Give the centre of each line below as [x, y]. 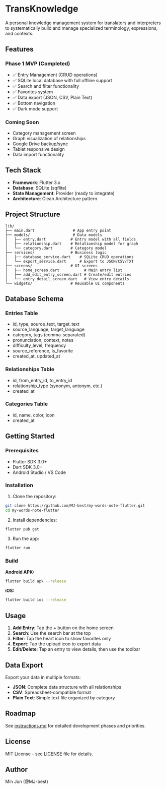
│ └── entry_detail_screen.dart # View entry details [67, 279]
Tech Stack [23, 170]
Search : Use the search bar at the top [52, 633]
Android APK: [20, 572]
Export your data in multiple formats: [43, 677]
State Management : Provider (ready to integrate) [63, 193]
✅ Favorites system [33, 92]
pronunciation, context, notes [43, 340]
